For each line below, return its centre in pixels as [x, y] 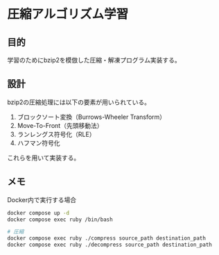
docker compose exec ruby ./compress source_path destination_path [107, 238]
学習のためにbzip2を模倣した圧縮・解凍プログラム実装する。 [94, 60]
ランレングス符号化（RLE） [56, 134]
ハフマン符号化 [38, 142]
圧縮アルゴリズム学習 [68, 14]
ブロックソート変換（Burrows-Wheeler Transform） [91, 117]
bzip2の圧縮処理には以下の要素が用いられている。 [79, 102]
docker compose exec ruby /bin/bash [60, 220]
